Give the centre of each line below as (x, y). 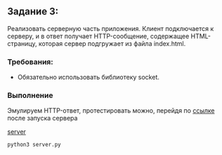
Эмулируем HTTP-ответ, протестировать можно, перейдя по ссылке (111, 111)
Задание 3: (33, 12)
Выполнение (30, 96)
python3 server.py (34, 145)
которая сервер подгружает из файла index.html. (112, 43)
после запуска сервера (43, 118)
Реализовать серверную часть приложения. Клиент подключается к (111, 28)
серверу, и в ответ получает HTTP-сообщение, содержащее (98, 36)
